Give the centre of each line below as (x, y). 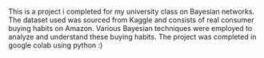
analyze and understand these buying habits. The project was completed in (132, 37)
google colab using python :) (56, 45)
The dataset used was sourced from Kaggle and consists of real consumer (131, 20)
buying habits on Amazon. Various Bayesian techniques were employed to (130, 28)
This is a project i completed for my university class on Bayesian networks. (131, 12)
